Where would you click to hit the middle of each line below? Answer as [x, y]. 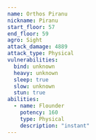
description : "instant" [55, 126]
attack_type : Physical [41, 54]
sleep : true [31, 80]
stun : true [30, 93]
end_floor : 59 [28, 34]
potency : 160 [39, 112]
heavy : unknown [36, 73]
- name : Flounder [39, 106]
